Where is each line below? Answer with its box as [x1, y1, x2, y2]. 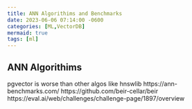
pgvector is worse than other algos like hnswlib [7, 79, 142, 88]
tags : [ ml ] [7, 36, 39, 43]
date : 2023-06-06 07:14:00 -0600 [7, 17, 104, 23]
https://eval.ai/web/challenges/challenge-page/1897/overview [7, 94, 185, 102]
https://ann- [143, 79, 178, 88]
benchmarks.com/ [7, 87, 60, 95]
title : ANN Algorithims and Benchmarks [7, 10, 123, 17]
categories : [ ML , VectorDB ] [7, 23, 85, 30]
